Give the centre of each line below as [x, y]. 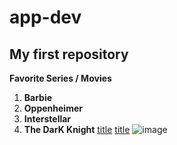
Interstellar [47, 119]
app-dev [45, 17]
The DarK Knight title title [77, 129]
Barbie [38, 97]
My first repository [69, 54]
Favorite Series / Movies [60, 78]
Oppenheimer [53, 108]
